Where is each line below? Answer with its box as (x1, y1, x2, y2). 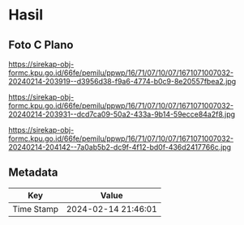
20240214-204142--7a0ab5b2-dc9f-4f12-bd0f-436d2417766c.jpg (8, 142, 232, 151)
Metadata (8, 166, 58, 180)
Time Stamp (12, 203, 59, 214)
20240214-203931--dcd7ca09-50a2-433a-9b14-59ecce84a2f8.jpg (8, 109, 236, 119)
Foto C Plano (8, 38, 74, 52)
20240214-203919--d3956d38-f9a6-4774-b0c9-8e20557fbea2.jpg (8, 77, 237, 86)
